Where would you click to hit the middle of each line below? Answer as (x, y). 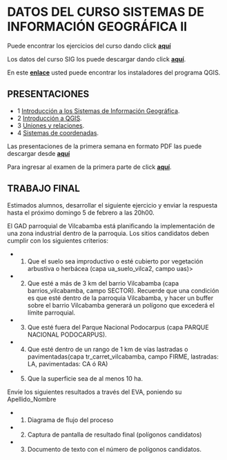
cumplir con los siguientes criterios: (58, 240)
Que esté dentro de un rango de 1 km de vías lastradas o (108, 349)
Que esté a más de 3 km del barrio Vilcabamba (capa (103, 283)
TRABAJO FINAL (44, 189)
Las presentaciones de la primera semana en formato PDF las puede (105, 146)
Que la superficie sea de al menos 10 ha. (85, 378)
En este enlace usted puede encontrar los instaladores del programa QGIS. (114, 72)
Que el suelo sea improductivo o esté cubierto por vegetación (115, 261)
